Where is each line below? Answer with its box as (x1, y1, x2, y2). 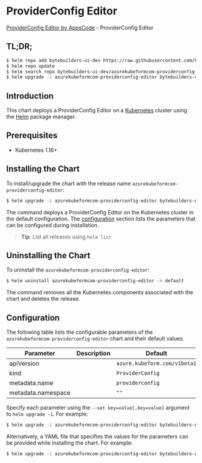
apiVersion (9, 359, 40, 368)
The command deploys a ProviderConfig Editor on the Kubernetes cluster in (6, 208, 194, 216)
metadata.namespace (9, 389, 71, 397)
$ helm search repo (6, 68, 55, 74)
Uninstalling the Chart (6, 250, 91, 261)
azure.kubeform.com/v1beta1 (116, 360, 197, 367)
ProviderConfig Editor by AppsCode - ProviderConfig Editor (6, 24, 154, 31)
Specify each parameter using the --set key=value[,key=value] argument (6, 404, 190, 411)
